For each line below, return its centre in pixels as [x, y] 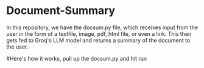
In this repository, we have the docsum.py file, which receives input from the [102, 27]
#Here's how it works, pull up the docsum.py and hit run [77, 58]
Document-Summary [61, 11]
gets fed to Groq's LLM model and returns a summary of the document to [98, 40]
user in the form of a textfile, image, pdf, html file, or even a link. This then [99, 33]
